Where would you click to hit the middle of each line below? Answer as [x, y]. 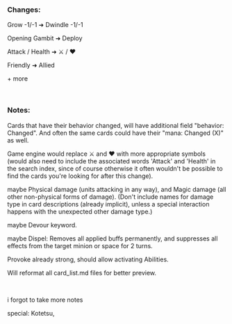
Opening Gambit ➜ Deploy [45, 38]
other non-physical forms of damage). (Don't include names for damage [110, 197]
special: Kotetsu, [31, 313]
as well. [18, 140]
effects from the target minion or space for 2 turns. [80, 245]
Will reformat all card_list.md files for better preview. [82, 273]
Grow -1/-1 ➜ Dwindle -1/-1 [45, 25]
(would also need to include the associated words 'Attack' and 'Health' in [111, 161]
